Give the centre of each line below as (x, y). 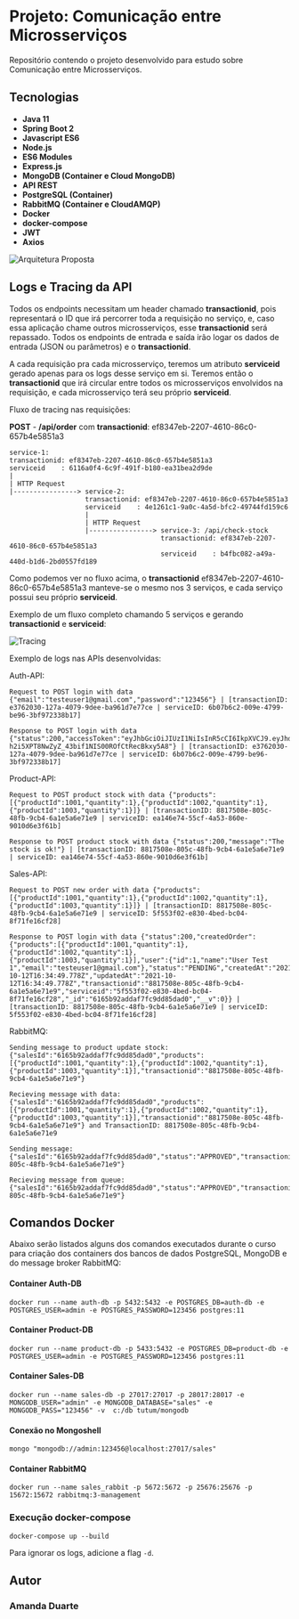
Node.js (37, 147)
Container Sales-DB (47, 1376)
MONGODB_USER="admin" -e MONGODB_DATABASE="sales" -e (111, 1403)
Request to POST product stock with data (87, 794)
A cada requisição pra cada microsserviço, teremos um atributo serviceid (145, 363)
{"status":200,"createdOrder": (198, 937)
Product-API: (32, 778)
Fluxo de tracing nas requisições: (70, 409)
